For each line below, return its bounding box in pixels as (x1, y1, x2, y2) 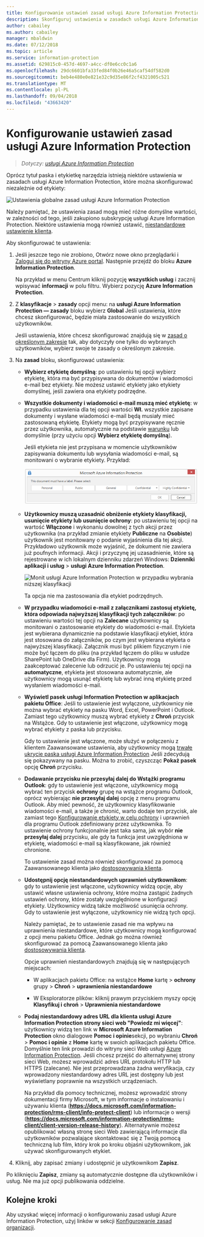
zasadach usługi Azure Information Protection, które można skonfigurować (6, 178, 193, 185)
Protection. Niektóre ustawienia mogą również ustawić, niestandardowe (6, 221, 186, 228)
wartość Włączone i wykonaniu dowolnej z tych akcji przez (24, 523, 173, 531)
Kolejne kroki (6, 1195, 57, 1205)
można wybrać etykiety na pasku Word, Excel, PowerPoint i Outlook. (24, 706, 196, 713)
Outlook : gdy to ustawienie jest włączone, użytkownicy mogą (24, 781, 178, 789)
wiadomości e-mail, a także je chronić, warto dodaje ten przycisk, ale (24, 807, 197, 815)
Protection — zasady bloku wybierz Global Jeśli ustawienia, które (15, 307, 181, 314)
